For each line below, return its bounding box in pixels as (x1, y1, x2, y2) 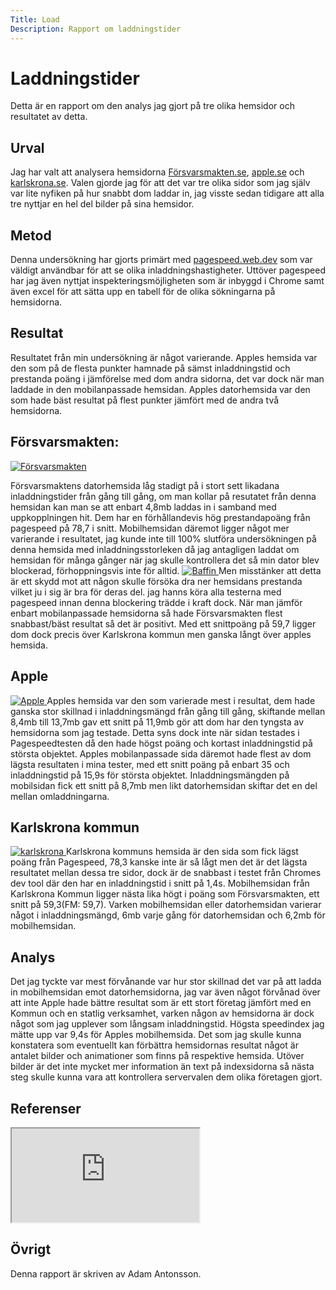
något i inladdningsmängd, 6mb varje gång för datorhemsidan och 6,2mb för (10, 909, 326, 921)
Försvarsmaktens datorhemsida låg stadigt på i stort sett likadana (10, 479, 280, 491)
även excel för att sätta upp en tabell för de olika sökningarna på (10, 286, 276, 298)
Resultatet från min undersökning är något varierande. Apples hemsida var (10, 351, 318, 363)
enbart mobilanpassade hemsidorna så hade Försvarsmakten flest (10, 607, 283, 619)
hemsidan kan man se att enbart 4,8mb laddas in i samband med (10, 501, 277, 513)
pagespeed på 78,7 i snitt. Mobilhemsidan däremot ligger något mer (10, 522, 290, 534)
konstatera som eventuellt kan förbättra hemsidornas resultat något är (10, 1039, 299, 1051)
